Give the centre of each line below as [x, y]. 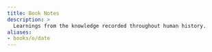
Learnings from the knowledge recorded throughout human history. [110, 26]
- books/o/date [29, 38]
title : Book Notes [33, 13]
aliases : [19, 32]
